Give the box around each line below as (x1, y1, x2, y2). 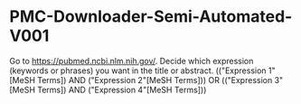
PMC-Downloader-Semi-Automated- (9, 6, 293, 27)
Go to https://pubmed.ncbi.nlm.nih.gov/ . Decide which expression (9, 55, 254, 66)
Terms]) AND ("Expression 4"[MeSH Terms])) (37, 84, 207, 95)
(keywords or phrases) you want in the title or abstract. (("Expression (9, 65, 267, 76)
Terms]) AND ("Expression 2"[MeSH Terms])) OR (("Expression (37, 74, 273, 85)
